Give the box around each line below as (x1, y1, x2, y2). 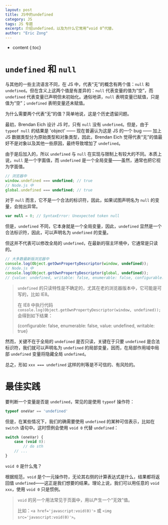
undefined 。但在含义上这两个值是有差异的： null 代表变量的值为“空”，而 (5, 87, 153, 93)
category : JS (5, 17, 32, 22)
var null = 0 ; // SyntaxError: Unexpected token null (5, 214, 120, 219)
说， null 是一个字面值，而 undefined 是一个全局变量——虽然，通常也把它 (5, 157, 156, 163)
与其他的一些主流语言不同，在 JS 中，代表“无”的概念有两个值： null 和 (5, 81, 150, 87)
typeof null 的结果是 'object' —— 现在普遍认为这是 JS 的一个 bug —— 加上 (5, 128, 162, 134)
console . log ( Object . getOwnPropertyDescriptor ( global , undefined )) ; (5, 270, 149, 275)
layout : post (5, 7, 32, 13)
